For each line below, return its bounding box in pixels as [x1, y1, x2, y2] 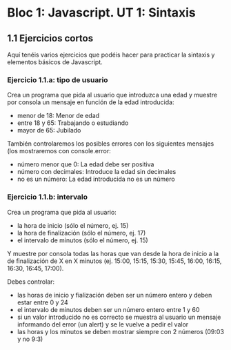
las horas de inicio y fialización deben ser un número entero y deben [17, 291, 212, 299]
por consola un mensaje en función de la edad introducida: [7, 98, 174, 106]
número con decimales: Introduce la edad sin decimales [17, 168, 177, 176]
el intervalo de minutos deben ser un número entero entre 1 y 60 [17, 305, 200, 313]
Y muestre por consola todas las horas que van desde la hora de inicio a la [7, 249, 219, 257]
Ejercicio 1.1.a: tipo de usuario [7, 75, 108, 84]
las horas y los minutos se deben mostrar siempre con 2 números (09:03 [17, 327, 224, 336]
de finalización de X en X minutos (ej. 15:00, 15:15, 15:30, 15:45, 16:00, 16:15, [7, 257, 222, 265]
